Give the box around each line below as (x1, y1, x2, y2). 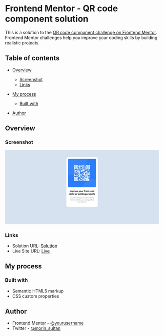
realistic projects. (5, 40, 40, 45)
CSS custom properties (12, 293, 60, 299)
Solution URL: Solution (12, 243, 58, 249)
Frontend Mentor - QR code (5, 3, 118, 14)
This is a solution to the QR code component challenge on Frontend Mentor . (5, 29, 157, 35)
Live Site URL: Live (12, 248, 50, 254)
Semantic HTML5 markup (12, 288, 64, 294)
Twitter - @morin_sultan (12, 325, 61, 331)
